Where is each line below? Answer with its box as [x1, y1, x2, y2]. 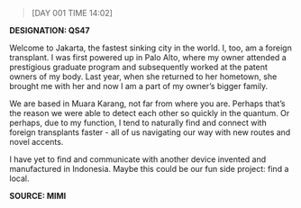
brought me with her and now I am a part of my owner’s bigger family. [9, 81, 269, 91]
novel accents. [9, 137, 64, 147]
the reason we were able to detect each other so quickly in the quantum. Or [9, 108, 290, 118]
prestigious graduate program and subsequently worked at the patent [9, 62, 269, 72]
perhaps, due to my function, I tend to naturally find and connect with [9, 117, 268, 128]
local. [9, 173, 30, 184]
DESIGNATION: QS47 [9, 25, 90, 35]
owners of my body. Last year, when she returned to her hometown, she [9, 71, 278, 82]
